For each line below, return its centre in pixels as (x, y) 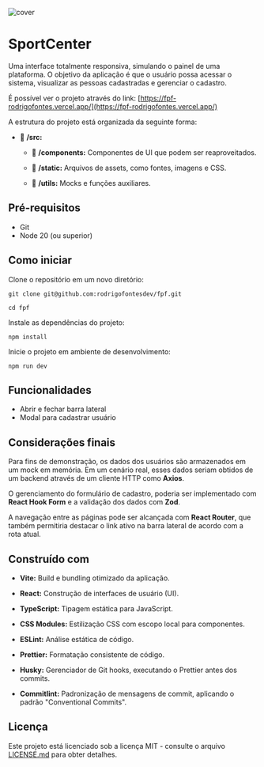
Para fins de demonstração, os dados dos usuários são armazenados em (127, 462)
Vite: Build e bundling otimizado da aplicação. (94, 578)
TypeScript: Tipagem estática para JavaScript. (96, 608)
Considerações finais (62, 442)
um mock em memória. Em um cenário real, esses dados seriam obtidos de (131, 470)
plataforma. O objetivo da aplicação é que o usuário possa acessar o (120, 74)
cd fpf (19, 308)
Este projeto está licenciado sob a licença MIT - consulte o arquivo (117, 746)
